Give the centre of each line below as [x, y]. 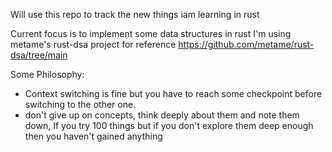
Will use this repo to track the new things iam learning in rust [135, 14]
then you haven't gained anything [93, 136]
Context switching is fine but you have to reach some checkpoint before [173, 93]
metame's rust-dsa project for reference [93, 44]
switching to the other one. [80, 104]
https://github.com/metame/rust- [246, 44]
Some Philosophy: [47, 74]
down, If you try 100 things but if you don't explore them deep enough [169, 125]
